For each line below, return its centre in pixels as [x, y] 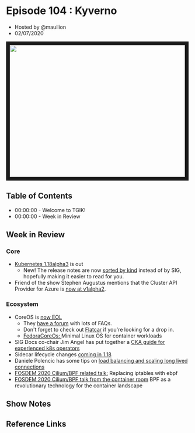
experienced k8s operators [47, 348]
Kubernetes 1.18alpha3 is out [49, 264]
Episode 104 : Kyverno [62, 11]
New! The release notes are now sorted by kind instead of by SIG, [102, 270]
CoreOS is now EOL [38, 317]
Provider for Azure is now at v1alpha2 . [60, 289]
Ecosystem [22, 304]
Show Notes [29, 404]
